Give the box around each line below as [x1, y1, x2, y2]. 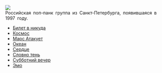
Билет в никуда [12, 25, 46, 31]
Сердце [12, 46, 29, 52]
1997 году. [5, 15, 28, 21]
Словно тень [12, 52, 40, 57]
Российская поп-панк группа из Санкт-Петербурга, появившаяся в [5, 10, 157, 16]
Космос [12, 30, 30, 36]
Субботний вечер [12, 57, 51, 63]
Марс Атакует [12, 36, 43, 41]
